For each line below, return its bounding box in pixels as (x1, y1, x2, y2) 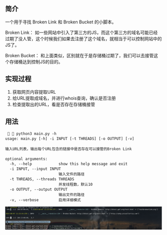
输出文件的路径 (58, 192, 85, 198)
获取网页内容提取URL (12, 89, 56, 95)
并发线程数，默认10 (58, 182, 93, 187)
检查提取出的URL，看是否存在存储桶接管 (12, 101, 95, 107)
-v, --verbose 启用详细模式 (9, 198, 81, 203)
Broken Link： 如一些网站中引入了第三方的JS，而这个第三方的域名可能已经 (5, 29, 158, 35)
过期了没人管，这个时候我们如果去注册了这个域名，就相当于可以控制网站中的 (5, 35, 162, 41)
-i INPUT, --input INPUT (9, 166, 61, 172)
